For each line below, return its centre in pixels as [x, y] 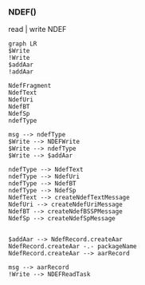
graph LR [23, 44]
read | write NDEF [37, 30]
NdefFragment [30, 86]
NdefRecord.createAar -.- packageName [72, 247]
